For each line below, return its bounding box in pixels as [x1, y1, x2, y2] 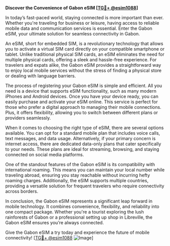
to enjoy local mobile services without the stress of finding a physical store [5, 67, 162, 73]
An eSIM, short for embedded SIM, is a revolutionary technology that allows [5, 40, 163, 47]
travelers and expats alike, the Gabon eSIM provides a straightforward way [5, 62, 161, 68]
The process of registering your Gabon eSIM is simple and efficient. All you [5, 83, 162, 89]
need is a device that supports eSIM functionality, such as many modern [5, 88, 156, 94]
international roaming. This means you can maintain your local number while [5, 167, 165, 173]
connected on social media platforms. [5, 152, 84, 157]
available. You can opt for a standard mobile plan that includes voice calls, [5, 130, 160, 136]
